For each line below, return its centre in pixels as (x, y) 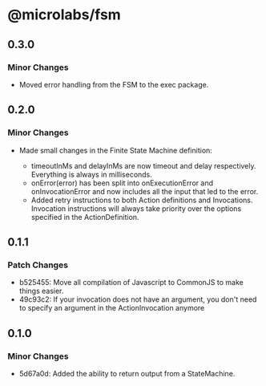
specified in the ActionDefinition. (85, 217)
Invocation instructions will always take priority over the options (136, 208)
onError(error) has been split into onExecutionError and (122, 183)
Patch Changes (38, 265)
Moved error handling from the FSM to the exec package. (114, 84)
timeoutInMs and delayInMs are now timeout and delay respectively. (144, 165)
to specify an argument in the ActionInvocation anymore (112, 308)
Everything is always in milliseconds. (92, 174)
